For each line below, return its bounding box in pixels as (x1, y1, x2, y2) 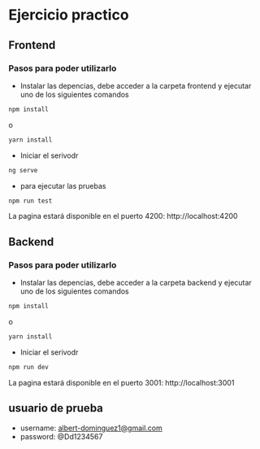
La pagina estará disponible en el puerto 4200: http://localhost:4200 (8, 211, 238, 221)
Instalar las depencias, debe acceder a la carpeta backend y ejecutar (19, 278, 252, 288)
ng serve (8, 166, 38, 174)
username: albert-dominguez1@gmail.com (19, 423, 162, 433)
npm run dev (8, 363, 49, 371)
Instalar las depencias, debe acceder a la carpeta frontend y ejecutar (19, 81, 252, 90)
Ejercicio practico (8, 6, 129, 24)
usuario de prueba (8, 401, 104, 416)
